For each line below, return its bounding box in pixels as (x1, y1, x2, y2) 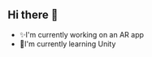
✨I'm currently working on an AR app (19, 29, 144, 39)
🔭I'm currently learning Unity (19, 38, 116, 49)
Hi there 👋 (7, 8, 59, 22)
